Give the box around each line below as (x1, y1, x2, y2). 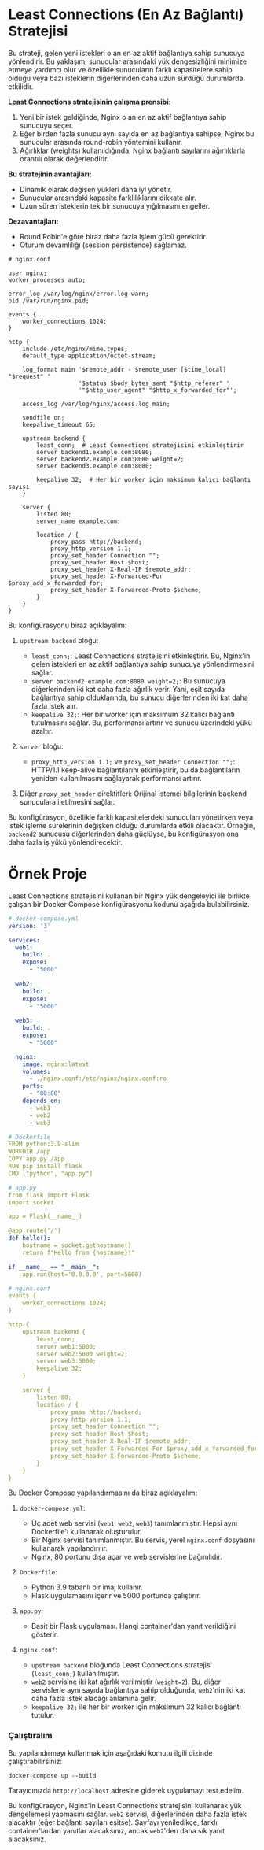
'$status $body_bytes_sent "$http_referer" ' (78, 379, 230, 387)
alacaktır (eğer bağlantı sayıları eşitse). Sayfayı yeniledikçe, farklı (8, 1817, 218, 1827)
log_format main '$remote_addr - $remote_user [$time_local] (22, 365, 226, 373)
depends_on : (22, 1097, 61, 1104)
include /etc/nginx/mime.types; (22, 345, 128, 353)
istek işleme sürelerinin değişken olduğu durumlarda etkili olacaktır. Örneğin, (8, 820, 255, 830)
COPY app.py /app (8, 1155, 65, 1163)
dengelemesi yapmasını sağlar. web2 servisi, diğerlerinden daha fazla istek (8, 1809, 247, 1819)
